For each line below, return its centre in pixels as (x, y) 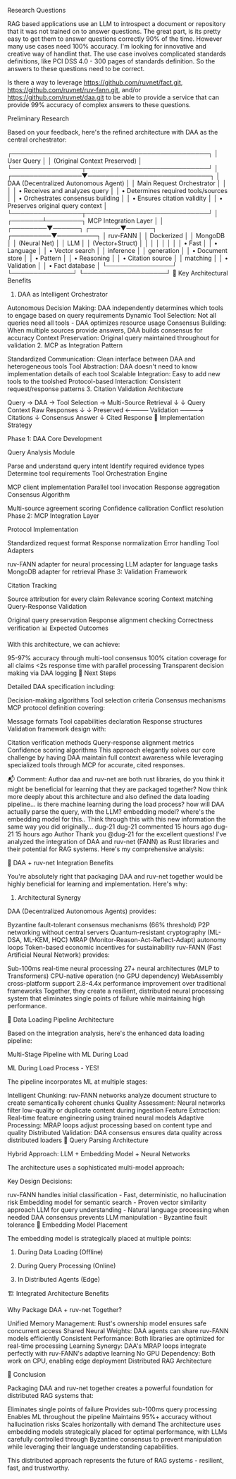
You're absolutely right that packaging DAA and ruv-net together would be (115, 876)
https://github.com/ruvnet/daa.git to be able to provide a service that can (113, 97)
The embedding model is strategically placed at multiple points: (99, 1238)
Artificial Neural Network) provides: (59, 955)
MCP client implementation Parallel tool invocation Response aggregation (114, 487)
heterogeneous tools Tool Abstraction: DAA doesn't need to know (103, 366)
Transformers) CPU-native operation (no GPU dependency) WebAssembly (115, 976)
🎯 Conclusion (27, 1374)
